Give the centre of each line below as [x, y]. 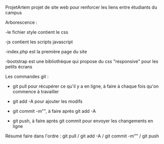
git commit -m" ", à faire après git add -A [54, 111]
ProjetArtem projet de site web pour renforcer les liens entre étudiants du [81, 7]
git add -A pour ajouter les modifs [47, 101]
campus [14, 13]
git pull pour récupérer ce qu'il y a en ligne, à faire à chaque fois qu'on [86, 86]
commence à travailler [36, 92]
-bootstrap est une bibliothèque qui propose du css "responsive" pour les [82, 61]
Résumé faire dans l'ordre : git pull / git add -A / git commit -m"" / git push [82, 136]
